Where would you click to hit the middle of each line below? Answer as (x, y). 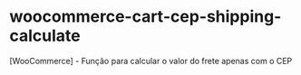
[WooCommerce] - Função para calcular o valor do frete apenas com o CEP (151, 61)
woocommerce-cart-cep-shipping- (146, 17)
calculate (45, 36)
